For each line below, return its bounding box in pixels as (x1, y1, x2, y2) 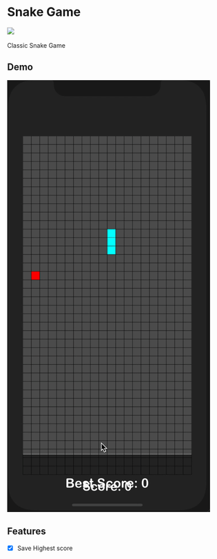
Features (7, 526, 46, 538)
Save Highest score (17, 544, 73, 552)
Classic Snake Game (7, 41, 65, 49)
